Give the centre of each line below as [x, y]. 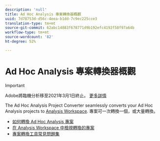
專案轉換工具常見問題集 [36, 134]
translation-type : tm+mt [30, 23]
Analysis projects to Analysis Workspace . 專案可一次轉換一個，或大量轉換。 [81, 111]
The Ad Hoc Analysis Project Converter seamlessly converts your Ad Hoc [79, 105]
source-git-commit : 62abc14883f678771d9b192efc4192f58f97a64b [70, 28]
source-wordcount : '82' [29, 37]
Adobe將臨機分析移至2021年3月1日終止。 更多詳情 [56, 95]
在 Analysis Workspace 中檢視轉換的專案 [53, 127]
